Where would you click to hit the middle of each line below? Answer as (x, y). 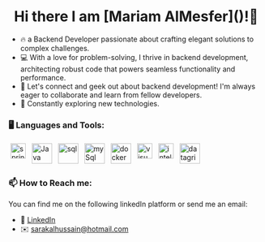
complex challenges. (55, 48)
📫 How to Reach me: (50, 184)
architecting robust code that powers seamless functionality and (128, 69)
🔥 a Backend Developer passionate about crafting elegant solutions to (137, 39)
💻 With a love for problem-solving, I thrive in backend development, (134, 57)
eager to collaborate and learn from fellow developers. (111, 95)
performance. (43, 77)
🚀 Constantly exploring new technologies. (90, 103)
